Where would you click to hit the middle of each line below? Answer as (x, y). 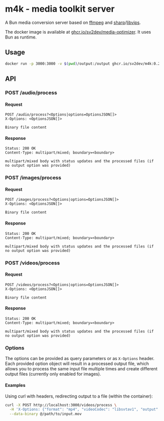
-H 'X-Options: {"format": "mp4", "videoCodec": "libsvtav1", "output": (85, 410)
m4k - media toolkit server (60, 9)
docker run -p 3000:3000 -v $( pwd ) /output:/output (58, 64)
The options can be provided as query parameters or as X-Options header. (80, 359)
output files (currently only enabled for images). (53, 374)
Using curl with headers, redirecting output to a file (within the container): (79, 396)
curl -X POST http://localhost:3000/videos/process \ (61, 405)
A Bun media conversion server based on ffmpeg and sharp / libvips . (73, 22)
